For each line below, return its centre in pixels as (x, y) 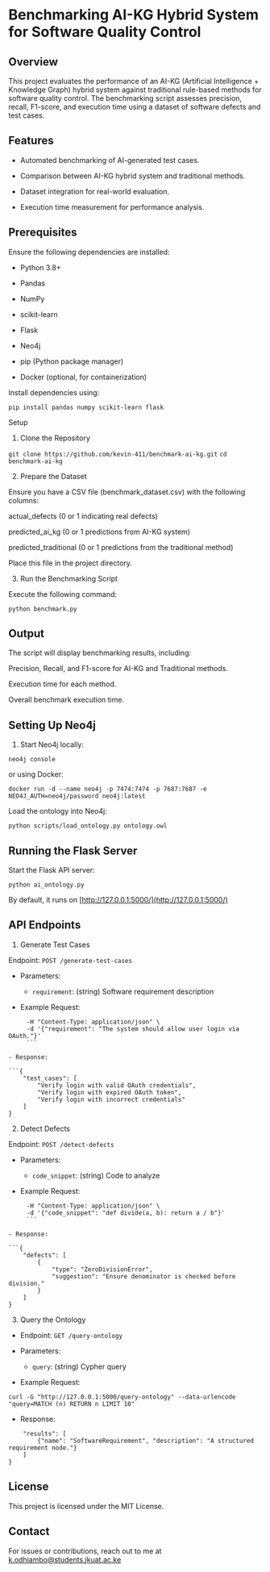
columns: (24, 500)
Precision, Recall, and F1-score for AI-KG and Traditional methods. (118, 669)
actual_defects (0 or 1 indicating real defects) (83, 516)
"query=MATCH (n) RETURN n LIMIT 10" (72, 1404)
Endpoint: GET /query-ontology (71, 1335)
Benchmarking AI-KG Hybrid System (134, 15)
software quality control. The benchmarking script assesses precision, (125, 98)
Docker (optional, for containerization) (83, 377)
